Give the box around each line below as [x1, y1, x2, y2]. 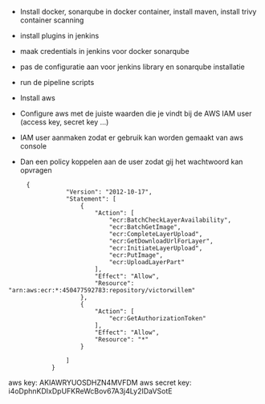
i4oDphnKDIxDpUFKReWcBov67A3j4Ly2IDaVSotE [8, 386, 173, 396]
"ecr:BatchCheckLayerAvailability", [108, 216, 231, 224]
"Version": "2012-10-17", [65, 188, 153, 196]
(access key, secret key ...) [19, 117, 109, 127]
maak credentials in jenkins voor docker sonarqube [19, 47, 190, 55]
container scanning [19, 15, 84, 25]
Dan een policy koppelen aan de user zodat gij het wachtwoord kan [19, 157, 243, 166]
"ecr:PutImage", [108, 251, 163, 259]
